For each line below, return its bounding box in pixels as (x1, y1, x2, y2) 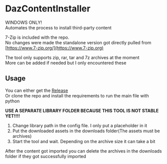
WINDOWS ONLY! (5, 19, 42, 25)
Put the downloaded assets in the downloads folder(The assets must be (12, 128, 161, 134)
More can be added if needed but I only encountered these (5, 60, 127, 66)
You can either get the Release (5, 87, 68, 93)
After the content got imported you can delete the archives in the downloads (5, 148, 162, 154)
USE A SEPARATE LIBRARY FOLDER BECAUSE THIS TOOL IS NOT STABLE (5, 107, 159, 113)
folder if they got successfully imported (5, 153, 86, 159)
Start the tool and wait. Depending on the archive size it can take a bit (12, 138, 156, 144)
